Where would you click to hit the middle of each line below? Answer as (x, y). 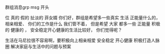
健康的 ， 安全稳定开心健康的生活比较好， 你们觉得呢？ (66, 30)
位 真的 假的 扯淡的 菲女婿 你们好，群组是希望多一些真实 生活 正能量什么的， (83, 18)
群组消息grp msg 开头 (27, 7)
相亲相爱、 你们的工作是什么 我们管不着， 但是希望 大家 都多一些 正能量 (78, 24)
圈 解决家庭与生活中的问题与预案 (38, 46)
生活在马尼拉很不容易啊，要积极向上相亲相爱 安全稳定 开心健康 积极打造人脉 (82, 40)
